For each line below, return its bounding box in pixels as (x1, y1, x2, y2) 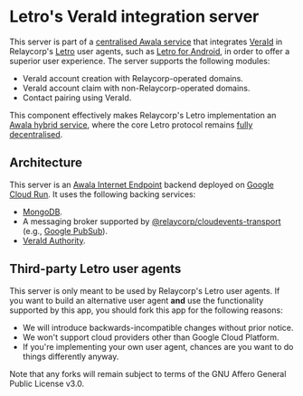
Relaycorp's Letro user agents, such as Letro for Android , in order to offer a (9, 45, 290, 56)
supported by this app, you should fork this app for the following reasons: (9, 305, 283, 316)
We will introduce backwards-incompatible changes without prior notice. (22, 322, 294, 333)
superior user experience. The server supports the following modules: (9, 55, 270, 66)
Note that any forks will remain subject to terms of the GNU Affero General (9, 368, 287, 379)
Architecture (9, 156, 83, 171)
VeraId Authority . (22, 235, 86, 246)
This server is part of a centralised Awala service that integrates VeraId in (9, 36, 283, 47)
